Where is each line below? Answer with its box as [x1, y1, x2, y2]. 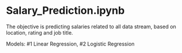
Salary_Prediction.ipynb [6, 4, 125, 17]
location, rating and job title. [6, 29, 73, 36]
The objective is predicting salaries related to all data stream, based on [6, 23, 177, 30]
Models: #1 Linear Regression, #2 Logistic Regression [6, 40, 135, 47]
